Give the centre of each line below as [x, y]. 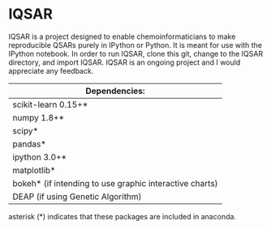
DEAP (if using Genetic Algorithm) [77, 197]
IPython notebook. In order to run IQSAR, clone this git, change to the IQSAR [136, 53]
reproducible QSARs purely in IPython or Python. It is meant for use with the [135, 45]
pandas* [29, 144]
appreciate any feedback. [51, 70]
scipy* [26, 130]
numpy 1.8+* [39, 117]
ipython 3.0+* [40, 157]
